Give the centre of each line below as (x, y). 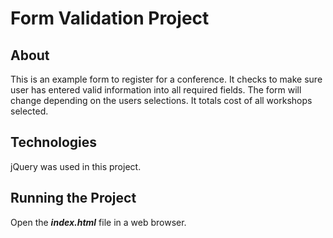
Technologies (54, 142)
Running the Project (73, 198)
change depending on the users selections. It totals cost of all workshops (161, 100)
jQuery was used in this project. (76, 166)
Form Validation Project (110, 18)
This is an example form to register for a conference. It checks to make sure (166, 79)
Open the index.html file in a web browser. (98, 222)
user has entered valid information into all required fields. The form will (156, 90)
